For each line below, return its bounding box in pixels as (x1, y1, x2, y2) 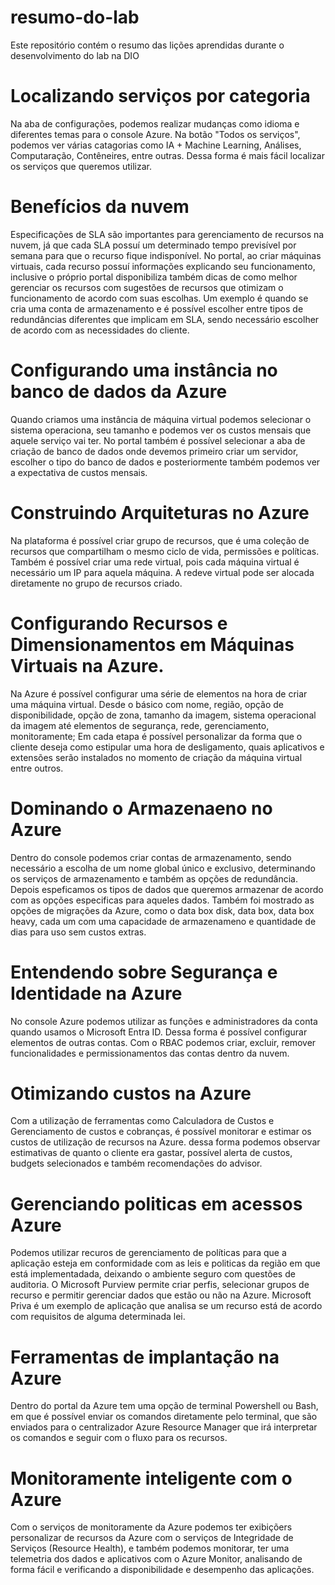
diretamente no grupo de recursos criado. (10, 577, 183, 589)
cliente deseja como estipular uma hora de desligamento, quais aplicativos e (10, 741, 325, 753)
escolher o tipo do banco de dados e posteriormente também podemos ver (10, 456, 321, 468)
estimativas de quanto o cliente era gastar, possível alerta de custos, (10, 1147, 293, 1159)
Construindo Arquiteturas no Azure (10, 501, 310, 524)
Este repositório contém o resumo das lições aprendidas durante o (10, 39, 285, 51)
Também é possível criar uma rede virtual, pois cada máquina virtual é (10, 556, 300, 568)
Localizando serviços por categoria (10, 85, 311, 108)
